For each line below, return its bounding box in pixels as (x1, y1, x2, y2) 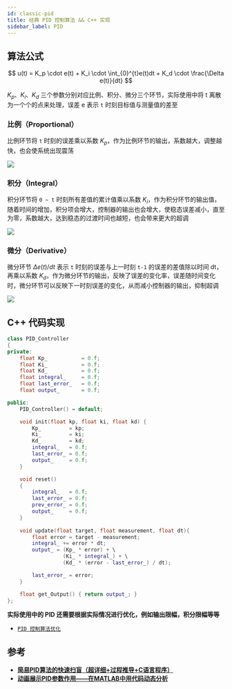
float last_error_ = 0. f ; (19, 380, 100, 387)
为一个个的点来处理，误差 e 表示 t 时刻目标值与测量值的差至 (7, 100, 178, 109)
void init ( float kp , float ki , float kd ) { (19, 418, 147, 425)
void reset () (19, 475, 57, 483)
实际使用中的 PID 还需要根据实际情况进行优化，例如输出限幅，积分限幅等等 (7, 610, 220, 619)
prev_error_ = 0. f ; (32, 502, 88, 508)
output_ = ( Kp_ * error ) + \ (32, 546, 116, 553)
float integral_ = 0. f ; (19, 374, 100, 381)
